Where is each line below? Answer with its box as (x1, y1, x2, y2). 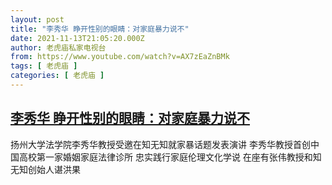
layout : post (10, 14, 65, 25)
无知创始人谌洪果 (10, 163, 81, 175)
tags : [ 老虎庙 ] (10, 61, 78, 71)
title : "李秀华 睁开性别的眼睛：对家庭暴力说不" (10, 24, 190, 34)
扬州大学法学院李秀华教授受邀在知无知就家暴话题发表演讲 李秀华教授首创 (10, 138, 311, 150)
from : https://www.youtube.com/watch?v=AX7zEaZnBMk (10, 52, 230, 62)
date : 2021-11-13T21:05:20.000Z (10, 33, 145, 43)
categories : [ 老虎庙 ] (10, 71, 105, 81)
